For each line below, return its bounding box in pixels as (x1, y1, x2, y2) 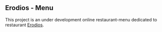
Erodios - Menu (5, 4, 54, 12)
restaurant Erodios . (5, 22, 44, 28)
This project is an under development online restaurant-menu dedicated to (5, 16, 158, 22)
